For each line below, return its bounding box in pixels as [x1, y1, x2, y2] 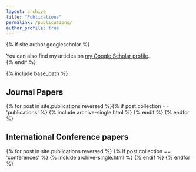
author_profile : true [6, 25, 59, 31]
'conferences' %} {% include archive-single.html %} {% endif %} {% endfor [6, 154, 191, 161]
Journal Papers [6, 87, 64, 97]
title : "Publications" [6, 14, 62, 20]
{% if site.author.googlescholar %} [6, 41, 90, 48]
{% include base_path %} [6, 70, 68, 77]
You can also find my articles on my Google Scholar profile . [6, 52, 150, 59]
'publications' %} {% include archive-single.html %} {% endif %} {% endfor [6, 109, 190, 116]
